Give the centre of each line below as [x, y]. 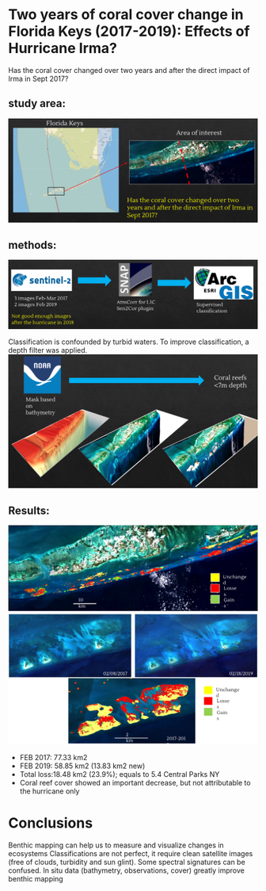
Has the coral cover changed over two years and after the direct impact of [129, 70]
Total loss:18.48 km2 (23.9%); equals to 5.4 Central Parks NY [120, 774]
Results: [29, 510]
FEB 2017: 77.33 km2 [53, 758]
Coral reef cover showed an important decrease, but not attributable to [135, 783]
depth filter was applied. [48, 350]
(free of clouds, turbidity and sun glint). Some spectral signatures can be [127, 862]
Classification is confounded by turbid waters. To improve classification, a [129, 342]
